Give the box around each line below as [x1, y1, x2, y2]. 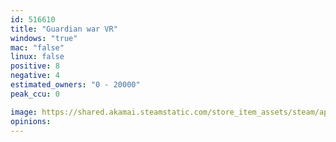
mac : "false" [10, 42, 65, 53]
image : [10, 107, 38, 117]
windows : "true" [10, 33, 78, 43]
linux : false [10, 52, 65, 62]
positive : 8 [10, 61, 60, 71]
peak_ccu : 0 [10, 89, 60, 99]
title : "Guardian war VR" [10, 24, 118, 34]
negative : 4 [10, 71, 60, 81]
